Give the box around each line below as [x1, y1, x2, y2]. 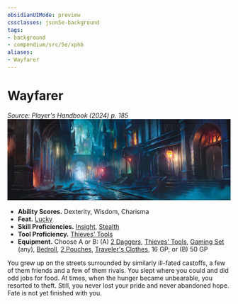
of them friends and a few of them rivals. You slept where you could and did [7, 266, 229, 274]
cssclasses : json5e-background [7, 18, 100, 26]
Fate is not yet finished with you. [7, 288, 103, 297]
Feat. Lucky [17, 215, 53, 223]
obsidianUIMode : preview [7, 11, 81, 18]
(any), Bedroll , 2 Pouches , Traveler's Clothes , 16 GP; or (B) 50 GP [17, 244, 208, 253]
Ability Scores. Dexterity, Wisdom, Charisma [17, 207, 149, 215]
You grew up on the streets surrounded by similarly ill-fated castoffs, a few [7, 259, 225, 267]
